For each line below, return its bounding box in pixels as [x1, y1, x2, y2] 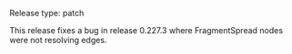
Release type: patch [9, 8, 85, 18]
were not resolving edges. [9, 35, 107, 45]
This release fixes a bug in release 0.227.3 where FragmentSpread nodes [9, 25, 284, 35]
